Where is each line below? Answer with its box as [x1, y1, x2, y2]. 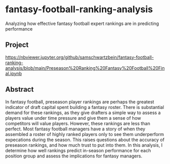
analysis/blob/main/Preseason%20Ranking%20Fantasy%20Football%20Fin [5, 65, 165, 71]
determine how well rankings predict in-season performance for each [5, 147, 151, 153]
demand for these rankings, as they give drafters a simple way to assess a [5, 110, 161, 116]
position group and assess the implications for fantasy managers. [5, 153, 143, 159]
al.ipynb [5, 70, 22, 76]
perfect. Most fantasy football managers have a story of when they [5, 126, 146, 132]
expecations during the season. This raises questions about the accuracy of [5, 136, 164, 143]
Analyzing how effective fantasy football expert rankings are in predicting [5, 20, 159, 26]
